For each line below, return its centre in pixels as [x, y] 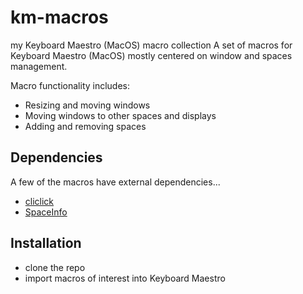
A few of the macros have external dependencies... [115, 182]
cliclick [39, 201]
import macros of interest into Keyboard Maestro [125, 278]
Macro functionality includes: [70, 85]
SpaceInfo [46, 212]
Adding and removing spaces [85, 126]
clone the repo [55, 267]
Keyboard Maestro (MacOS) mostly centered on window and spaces [151, 55]
